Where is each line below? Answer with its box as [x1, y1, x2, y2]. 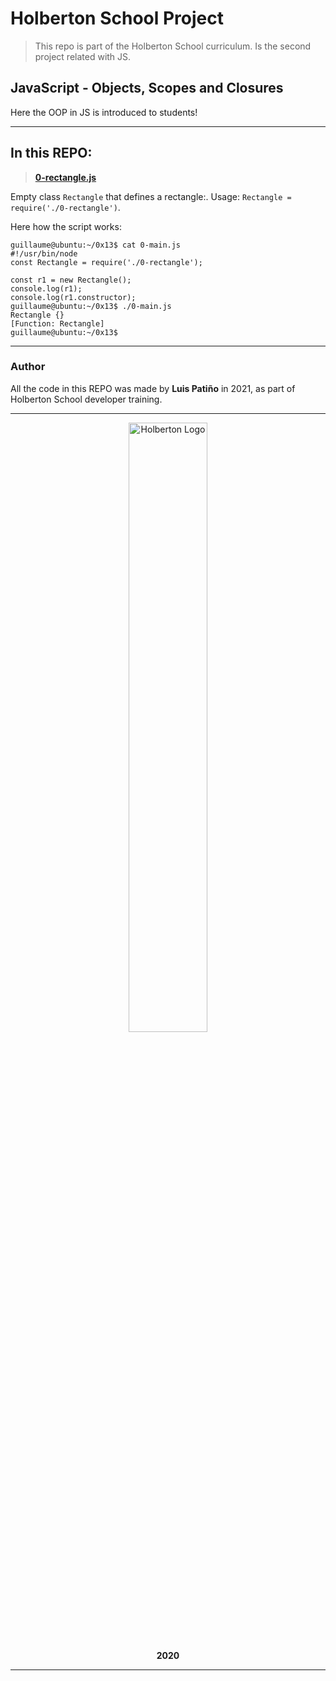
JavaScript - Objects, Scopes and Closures [10, 80, 284, 97]
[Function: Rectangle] [10, 318, 105, 329]
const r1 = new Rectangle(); [10, 275, 132, 285]
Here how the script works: [10, 220, 122, 232]
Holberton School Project [10, 7, 225, 30]
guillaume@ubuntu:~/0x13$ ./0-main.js [10, 301, 172, 311]
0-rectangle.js [34, 171, 97, 183]
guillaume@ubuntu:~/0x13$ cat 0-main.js [10, 240, 182, 250]
